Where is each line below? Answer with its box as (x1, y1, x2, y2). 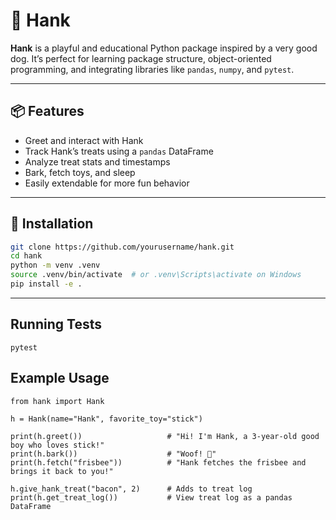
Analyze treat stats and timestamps (24, 155, 171, 168)
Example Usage (10, 370, 110, 387)
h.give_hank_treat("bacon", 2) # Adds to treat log (10, 484, 253, 494)
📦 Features (10, 103, 85, 120)
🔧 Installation (10, 215, 94, 233)
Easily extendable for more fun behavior (24, 177, 190, 189)
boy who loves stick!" (10, 440, 105, 450)
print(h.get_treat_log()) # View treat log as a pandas (10, 492, 293, 503)
